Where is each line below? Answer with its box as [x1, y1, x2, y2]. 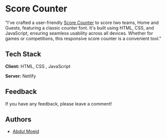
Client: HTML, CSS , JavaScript [5, 63, 71, 69]
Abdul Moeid [12, 128, 39, 134]
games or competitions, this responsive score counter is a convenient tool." [5, 35, 162, 41]
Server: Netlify [5, 73, 36, 79]
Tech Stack [5, 50, 41, 58]
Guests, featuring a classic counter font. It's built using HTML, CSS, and [5, 24, 154, 30]
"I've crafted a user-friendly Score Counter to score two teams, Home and [5, 19, 159, 25]
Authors [5, 115, 32, 123]
